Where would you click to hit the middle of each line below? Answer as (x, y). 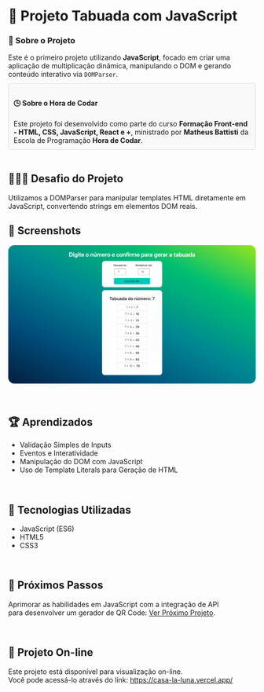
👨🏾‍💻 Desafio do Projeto (66, 179)
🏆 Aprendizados (50, 422)
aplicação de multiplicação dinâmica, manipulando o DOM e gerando (120, 66)
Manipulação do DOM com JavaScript (81, 462)
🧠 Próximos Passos (56, 586)
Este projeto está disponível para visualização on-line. (95, 672)
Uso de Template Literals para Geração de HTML (99, 470)
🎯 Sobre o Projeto (42, 41)
